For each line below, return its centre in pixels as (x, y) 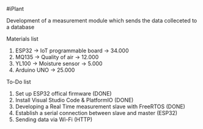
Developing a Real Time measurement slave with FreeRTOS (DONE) (100, 106)
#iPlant (15, 9)
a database (20, 27)
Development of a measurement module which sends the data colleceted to (102, 20)
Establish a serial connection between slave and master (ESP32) (96, 113)
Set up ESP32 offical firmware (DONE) (63, 93)
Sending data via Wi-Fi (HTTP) (54, 119)
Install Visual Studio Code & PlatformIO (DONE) (74, 100)
